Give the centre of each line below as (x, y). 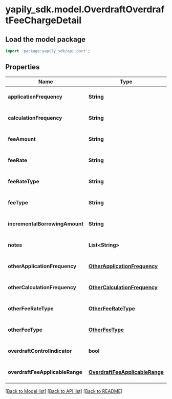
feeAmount (22, 139)
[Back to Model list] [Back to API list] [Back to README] (64, 391)
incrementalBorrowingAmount (46, 223)
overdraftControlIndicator (40, 351)
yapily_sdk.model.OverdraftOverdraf (85, 9)
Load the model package (46, 39)
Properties (23, 67)
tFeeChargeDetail (44, 20)
